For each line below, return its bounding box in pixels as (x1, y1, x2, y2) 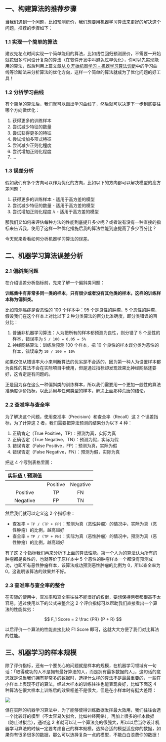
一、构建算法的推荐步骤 (5, 4, 77, 13)
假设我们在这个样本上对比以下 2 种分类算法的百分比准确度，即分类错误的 (5, 313, 153, 319)
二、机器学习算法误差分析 (5, 251, 83, 260)
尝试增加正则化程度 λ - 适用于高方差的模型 (12, 208, 99, 214)
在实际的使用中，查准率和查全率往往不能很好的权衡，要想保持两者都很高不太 (5, 594, 161, 600)
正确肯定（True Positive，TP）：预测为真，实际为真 (12, 430, 116, 436)
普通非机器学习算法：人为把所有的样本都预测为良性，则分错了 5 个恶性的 (12, 330, 161, 336)
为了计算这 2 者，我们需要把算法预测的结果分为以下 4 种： (13, 419, 132, 426)
